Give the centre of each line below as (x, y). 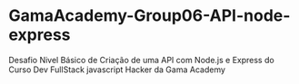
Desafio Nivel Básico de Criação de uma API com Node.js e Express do (141, 60)
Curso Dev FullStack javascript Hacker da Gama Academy (117, 70)
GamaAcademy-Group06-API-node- (149, 16)
